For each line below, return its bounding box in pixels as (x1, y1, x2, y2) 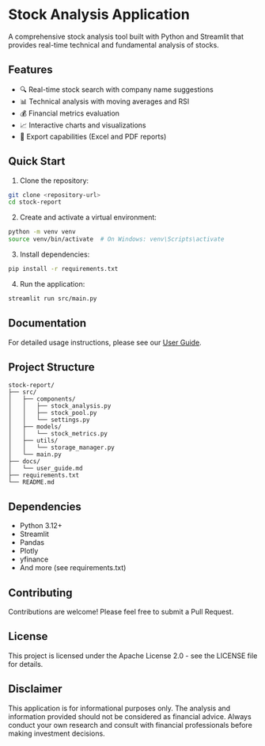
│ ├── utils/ (8, 437, 59, 445)
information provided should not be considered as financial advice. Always (8, 711, 252, 721)
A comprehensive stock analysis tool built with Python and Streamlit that (8, 32, 244, 41)
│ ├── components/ (8, 395, 77, 403)
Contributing (8, 586, 73, 599)
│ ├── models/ (8, 423, 62, 431)
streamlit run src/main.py (8, 295, 97, 303)
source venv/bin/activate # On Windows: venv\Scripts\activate (8, 235, 225, 243)
